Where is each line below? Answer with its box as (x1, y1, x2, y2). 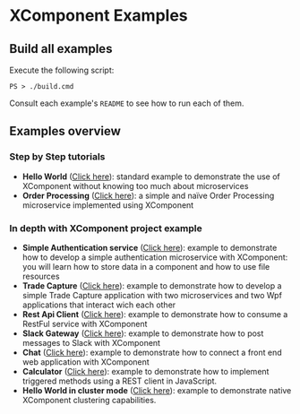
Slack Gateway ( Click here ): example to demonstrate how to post (21, 328, 264, 339)
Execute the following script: (9, 65, 115, 75)
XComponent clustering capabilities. (21, 394, 157, 405)
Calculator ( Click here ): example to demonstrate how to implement (21, 366, 270, 376)
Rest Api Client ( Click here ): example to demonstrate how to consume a (21, 308, 288, 319)
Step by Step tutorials (9, 151, 106, 163)
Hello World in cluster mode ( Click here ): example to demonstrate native (21, 384, 292, 395)
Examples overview (9, 124, 121, 139)
